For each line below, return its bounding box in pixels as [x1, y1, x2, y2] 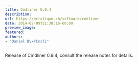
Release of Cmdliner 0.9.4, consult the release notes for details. [5, 52, 134, 58]
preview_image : [5, 25, 36, 30]
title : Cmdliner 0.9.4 [5, 7, 51, 12]
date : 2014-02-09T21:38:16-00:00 [5, 21, 73, 26]
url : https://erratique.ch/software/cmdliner [5, 16, 99, 21]
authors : [5, 35, 23, 40]
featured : [5, 30, 25, 35]
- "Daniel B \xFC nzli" [5, 39, 49, 44]
